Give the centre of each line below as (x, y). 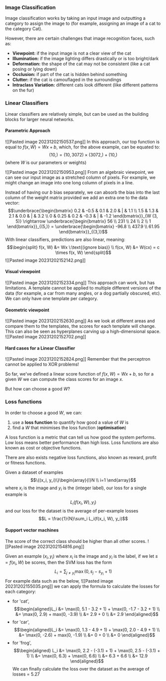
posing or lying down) (35, 69)
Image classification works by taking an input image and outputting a (75, 18)
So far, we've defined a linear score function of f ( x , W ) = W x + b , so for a (79, 374)
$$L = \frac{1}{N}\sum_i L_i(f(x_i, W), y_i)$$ (83, 519)
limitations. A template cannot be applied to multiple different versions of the (83, 288)
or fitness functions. (26, 462)
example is (16, 494)
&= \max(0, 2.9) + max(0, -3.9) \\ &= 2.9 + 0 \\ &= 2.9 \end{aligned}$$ (87, 614)
